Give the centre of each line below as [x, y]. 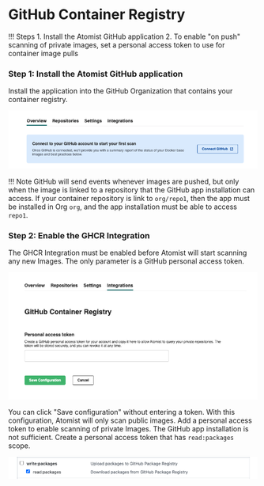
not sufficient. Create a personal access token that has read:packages [121, 438]
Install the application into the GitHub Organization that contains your [121, 91]
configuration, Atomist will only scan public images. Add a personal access [130, 420]
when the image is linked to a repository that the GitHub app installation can [132, 190]
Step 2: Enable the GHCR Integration [79, 235]
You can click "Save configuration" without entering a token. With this [122, 412]
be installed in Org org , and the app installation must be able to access [123, 207]
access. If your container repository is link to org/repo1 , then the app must [129, 199]
